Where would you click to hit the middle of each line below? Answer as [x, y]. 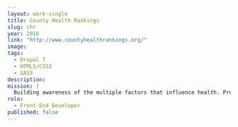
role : [15, 99]
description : [27, 79]
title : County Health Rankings [53, 20]
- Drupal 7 [30, 60]
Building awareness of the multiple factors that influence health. [117, 92]
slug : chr [22, 27]
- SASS [23, 73]
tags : [15, 54]
